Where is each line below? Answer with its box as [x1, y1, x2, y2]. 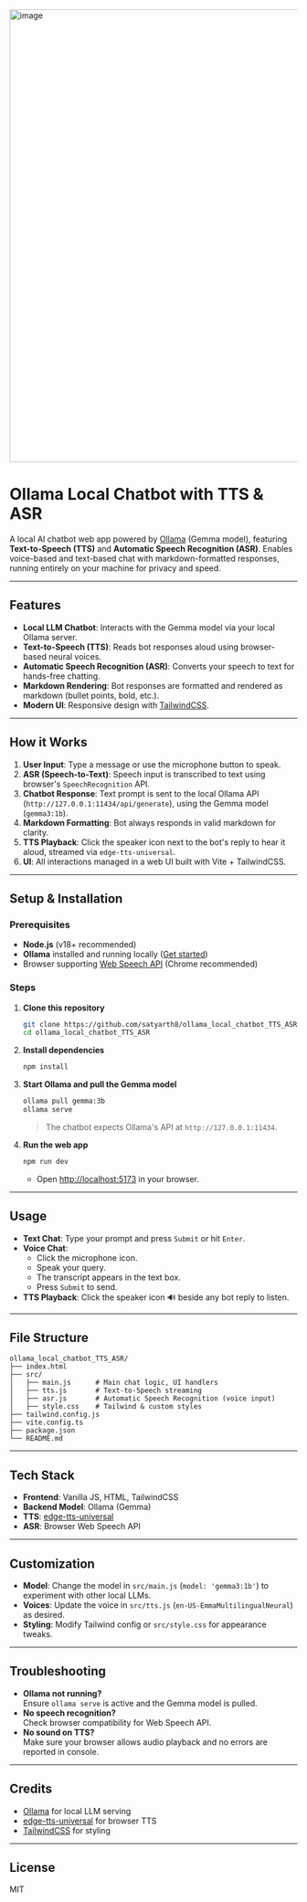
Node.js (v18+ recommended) [22, 939, 137, 950]
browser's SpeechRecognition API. [22, 778, 151, 789]
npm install [22, 1062, 69, 1072]
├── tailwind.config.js [9, 1411, 101, 1420]
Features [9, 597, 61, 613]
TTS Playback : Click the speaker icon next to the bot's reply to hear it [22, 836, 286, 848]
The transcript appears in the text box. [36, 1272, 181, 1283]
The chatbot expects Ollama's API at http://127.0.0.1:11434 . [45, 1121, 278, 1132]
